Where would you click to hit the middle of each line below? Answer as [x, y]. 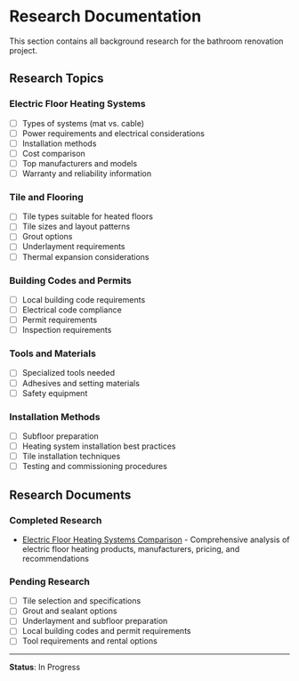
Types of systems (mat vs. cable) [83, 123]
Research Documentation [105, 16]
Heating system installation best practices [99, 446]
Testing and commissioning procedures [94, 466]
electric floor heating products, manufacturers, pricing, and [131, 548]
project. [24, 50]
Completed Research [56, 520]
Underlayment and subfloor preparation [95, 621]
